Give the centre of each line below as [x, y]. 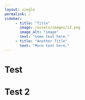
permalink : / [18, 14]
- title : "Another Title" [41, 41]
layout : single [20, 9]
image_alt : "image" [39, 32]
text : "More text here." [44, 46]
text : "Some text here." [44, 37]
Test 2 [17, 92]
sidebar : [13, 18]
